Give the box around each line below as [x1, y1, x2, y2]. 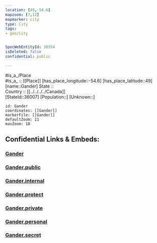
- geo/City [5, 31, 28, 36]
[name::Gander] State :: [5, 83, 54, 89]
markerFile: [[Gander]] [5, 112, 55, 117]
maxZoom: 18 [5, 121, 30, 127]
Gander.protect [5, 191, 44, 198]
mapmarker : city [5, 17, 39, 22]
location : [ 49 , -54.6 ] [5, 7, 51, 13]
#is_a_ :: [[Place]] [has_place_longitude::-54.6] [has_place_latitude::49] [5, 77, 152, 84]
